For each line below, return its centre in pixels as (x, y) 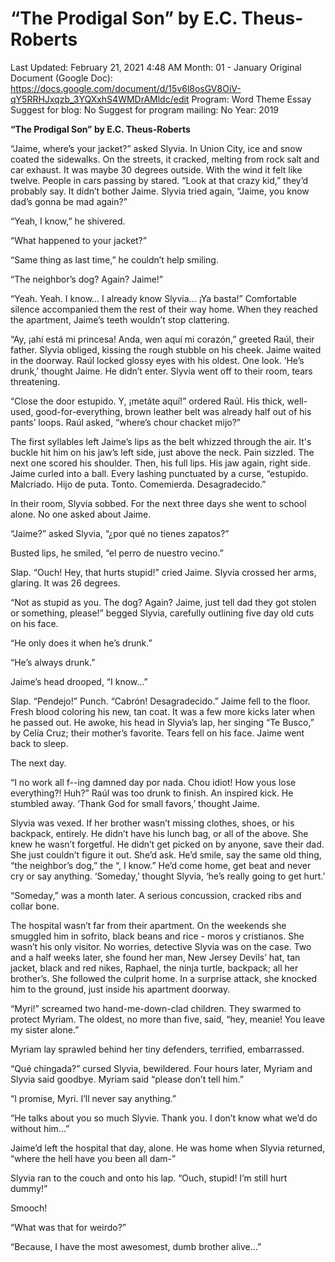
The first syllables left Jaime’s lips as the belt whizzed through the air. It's (161, 441)
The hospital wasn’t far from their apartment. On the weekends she (148, 925)
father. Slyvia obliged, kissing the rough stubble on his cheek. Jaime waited (166, 349)
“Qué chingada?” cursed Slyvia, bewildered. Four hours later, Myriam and (161, 1068)
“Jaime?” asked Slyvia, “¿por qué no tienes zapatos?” (120, 533)
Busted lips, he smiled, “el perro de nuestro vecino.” (117, 553)
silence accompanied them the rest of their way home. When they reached (164, 309)
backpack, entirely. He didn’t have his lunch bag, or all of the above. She (159, 833)
